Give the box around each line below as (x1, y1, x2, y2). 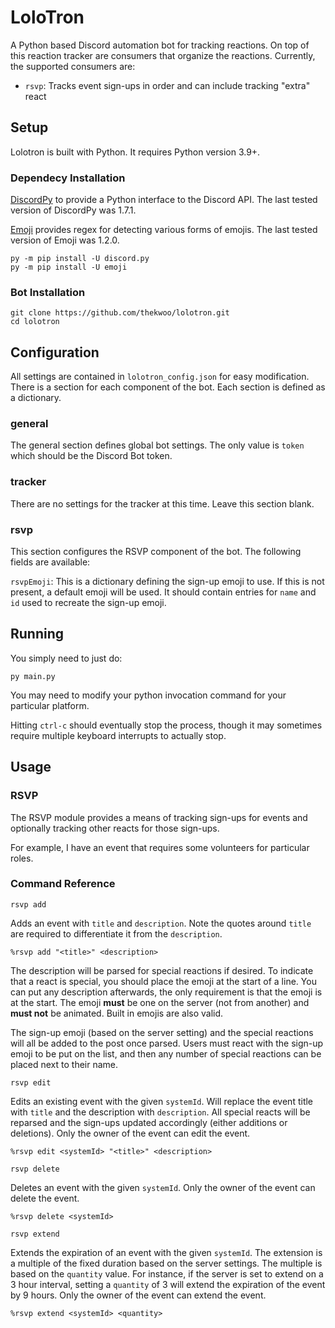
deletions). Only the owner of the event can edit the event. (10, 1127, 251, 1139)
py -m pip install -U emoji (10, 262, 128, 273)
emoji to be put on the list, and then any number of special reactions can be (10, 1047, 322, 1060)
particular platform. (10, 699, 90, 711)
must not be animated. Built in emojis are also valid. (10, 1007, 224, 1019)
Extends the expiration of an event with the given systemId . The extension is (10, 1246, 323, 1258)
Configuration (10, 344, 100, 361)
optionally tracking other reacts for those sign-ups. (10, 822, 220, 834)
